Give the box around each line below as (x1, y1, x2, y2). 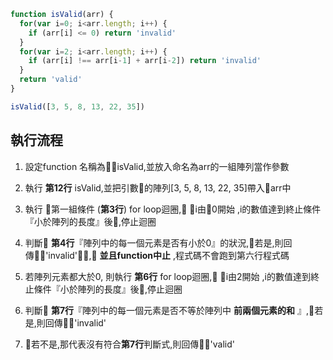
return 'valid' (19, 75, 83, 85)
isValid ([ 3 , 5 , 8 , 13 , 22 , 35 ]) (10, 101, 145, 112)
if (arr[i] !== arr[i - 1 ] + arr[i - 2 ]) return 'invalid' (28, 56, 262, 66)
